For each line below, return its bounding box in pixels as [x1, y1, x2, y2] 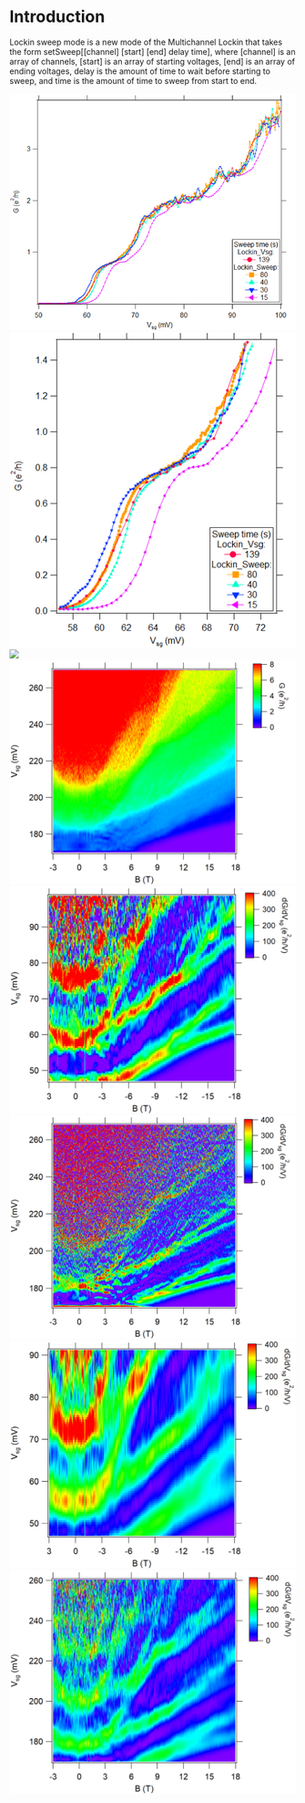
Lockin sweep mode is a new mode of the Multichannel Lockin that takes [9, 36, 283, 47]
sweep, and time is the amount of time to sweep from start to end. [9, 75, 258, 86]
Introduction [9, 6, 106, 27]
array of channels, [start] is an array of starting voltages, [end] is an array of [9, 56, 296, 67]
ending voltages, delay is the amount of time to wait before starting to [9, 66, 271, 77]
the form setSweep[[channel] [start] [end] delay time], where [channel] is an [9, 46, 296, 57]
